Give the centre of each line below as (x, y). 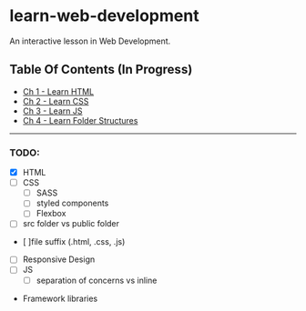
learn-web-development (104, 16)
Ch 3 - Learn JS (52, 111)
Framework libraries (60, 298)
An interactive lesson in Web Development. (90, 41)
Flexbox (51, 214)
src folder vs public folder (71, 224)
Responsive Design (59, 259)
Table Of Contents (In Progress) (101, 70)
